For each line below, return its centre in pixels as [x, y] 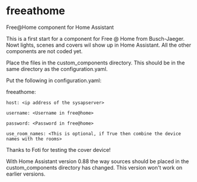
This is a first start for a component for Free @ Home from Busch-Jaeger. [96, 38]
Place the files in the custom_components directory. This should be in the [96, 63]
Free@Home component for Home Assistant [60, 27]
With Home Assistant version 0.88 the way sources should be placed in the [98, 161]
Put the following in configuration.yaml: [54, 80]
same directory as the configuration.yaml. [57, 69]
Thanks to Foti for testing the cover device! [59, 149]
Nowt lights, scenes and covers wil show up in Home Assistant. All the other [99, 45]
